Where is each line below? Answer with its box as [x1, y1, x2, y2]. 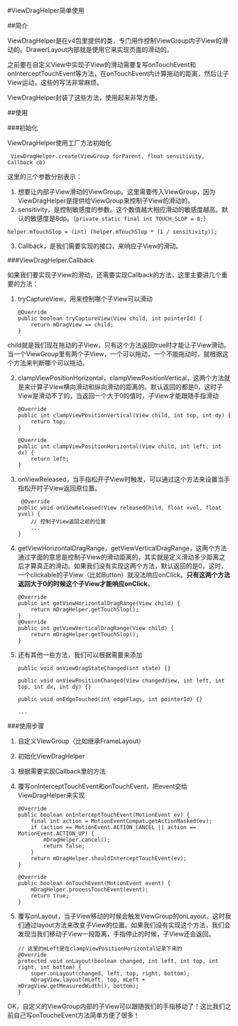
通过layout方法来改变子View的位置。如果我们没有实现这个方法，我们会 [23, 921, 231, 929]
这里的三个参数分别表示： [7, 173, 82, 181]
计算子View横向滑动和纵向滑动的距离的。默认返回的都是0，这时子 [30, 383, 224, 391]
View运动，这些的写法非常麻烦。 [7, 78, 103, 87]
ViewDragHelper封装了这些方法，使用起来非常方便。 [7, 93, 162, 102]
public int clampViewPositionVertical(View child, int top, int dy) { [17, 412, 232, 419]
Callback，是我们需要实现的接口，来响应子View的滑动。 [17, 242, 183, 250]
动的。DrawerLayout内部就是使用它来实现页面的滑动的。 [7, 46, 173, 53]
